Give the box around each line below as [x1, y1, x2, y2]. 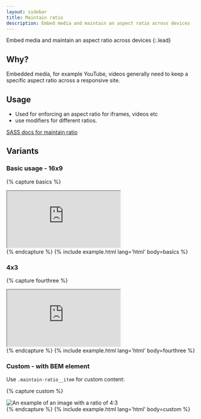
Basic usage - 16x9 [6, 164, 63, 173]
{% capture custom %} [6, 388, 63, 395]
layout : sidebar [6, 8, 47, 15]
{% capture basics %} [6, 178, 62, 185]
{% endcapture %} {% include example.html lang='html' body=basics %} [6, 248, 188, 255]
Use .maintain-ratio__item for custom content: [6, 376, 125, 383]
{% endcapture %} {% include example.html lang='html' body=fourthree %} [6, 346, 195, 354]
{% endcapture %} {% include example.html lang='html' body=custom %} [6, 406, 191, 413]
